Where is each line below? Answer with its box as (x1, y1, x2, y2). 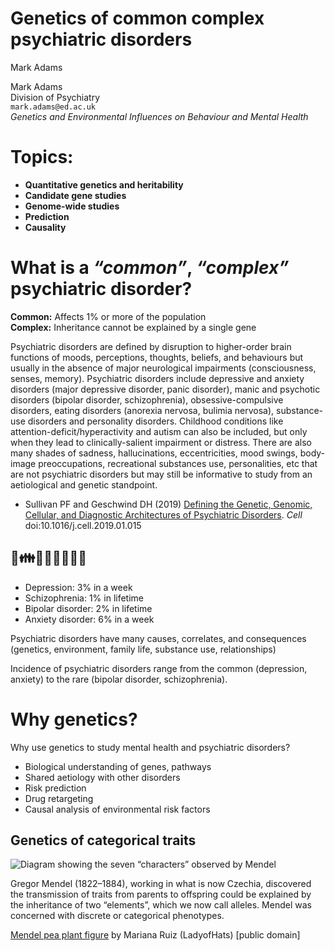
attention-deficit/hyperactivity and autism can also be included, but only (10, 425, 308, 437)
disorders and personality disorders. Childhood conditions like (27, 415, 284, 427)
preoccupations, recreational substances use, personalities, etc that (38, 457, 318, 469)
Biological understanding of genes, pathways (24, 760, 212, 772)
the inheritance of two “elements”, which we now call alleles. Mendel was (10, 899, 312, 911)
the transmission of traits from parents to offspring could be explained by (10, 888, 312, 901)
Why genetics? (10, 708, 138, 731)
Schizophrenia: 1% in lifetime (24, 592, 145, 604)
